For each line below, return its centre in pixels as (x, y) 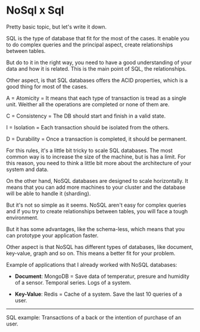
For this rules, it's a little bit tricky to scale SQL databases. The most (90, 150)
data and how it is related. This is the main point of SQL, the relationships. (96, 68)
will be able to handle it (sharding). (49, 193)
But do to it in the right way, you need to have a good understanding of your (99, 62)
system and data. (27, 169)
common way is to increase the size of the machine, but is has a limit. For (96, 156)
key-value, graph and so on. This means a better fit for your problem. (91, 253)
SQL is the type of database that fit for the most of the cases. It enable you (98, 38)
